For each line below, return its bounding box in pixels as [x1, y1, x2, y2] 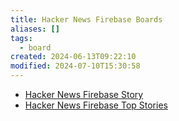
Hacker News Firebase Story [24, 89, 144, 100]
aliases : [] [10, 24, 60, 34]
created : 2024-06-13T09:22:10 [10, 52, 137, 62]
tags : [10, 33, 33, 43]
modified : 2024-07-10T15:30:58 [10, 61, 141, 71]
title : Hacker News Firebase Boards [10, 14, 163, 25]
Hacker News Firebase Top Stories [24, 99, 168, 111]
